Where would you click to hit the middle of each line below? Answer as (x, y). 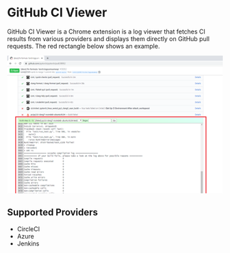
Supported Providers (52, 212)
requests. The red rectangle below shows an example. (84, 46)
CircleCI (28, 229)
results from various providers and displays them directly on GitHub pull (108, 38)
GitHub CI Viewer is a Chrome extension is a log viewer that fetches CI (106, 31)
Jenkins (28, 243)
